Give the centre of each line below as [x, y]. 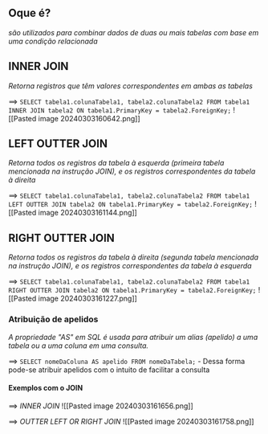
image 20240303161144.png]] [88, 213]
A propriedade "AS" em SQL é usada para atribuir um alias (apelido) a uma [133, 337]
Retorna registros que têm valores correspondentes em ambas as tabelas [130, 86]
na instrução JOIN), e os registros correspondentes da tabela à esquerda [130, 266]
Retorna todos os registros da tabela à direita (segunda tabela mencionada [134, 257]
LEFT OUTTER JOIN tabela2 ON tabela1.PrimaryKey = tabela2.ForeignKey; [130, 205]
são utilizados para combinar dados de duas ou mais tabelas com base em [134, 32]
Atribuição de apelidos [53, 319]
